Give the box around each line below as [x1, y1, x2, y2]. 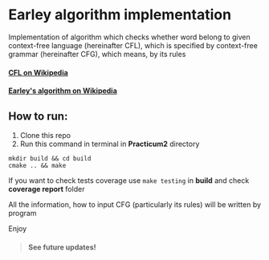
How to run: [8, 109, 68, 123]
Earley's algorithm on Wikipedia [8, 86, 118, 95]
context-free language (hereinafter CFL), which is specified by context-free [8, 40, 259, 50]
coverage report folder [8, 184, 85, 193]
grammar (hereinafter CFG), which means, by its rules [8, 49, 186, 59]
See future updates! [27, 242, 96, 252]
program [8, 208, 37, 217]
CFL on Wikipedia [8, 67, 68, 77]
